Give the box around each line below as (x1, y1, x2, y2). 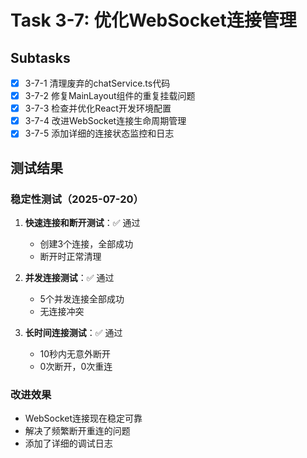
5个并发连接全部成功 (39, 293, 125, 305)
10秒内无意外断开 (39, 348, 112, 360)
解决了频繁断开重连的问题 (24, 425, 131, 437)
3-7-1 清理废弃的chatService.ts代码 (24, 77, 171, 89)
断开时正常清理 (39, 251, 102, 262)
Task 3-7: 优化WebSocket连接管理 (10, 9, 297, 32)
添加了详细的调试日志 (24, 437, 113, 450)
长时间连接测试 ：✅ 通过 (24, 327, 123, 338)
